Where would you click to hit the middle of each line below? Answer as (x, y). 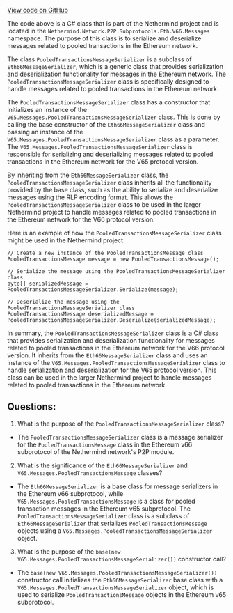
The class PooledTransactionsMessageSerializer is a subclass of (100, 59)
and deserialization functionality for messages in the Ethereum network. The (116, 74)
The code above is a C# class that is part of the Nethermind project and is (113, 23)
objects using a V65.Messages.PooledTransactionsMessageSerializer (115, 530)
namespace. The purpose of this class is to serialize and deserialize (104, 38)
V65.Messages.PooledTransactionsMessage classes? (90, 472)
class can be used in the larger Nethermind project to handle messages (110, 378)
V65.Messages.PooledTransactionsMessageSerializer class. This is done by (114, 117)
